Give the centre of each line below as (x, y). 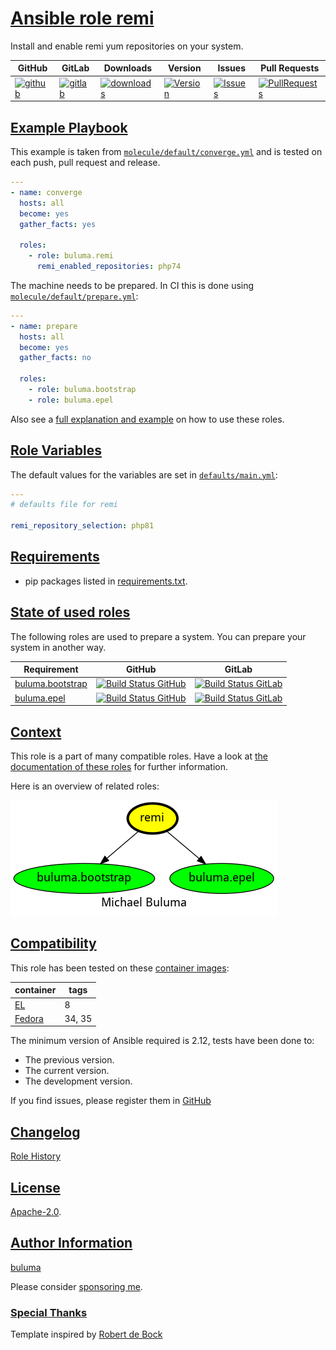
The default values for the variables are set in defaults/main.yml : (144, 474)
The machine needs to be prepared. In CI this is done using (132, 285)
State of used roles (70, 612)
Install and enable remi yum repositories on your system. (127, 46)
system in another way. (58, 647)
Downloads (128, 68)
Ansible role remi (82, 18)
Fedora (29, 1018)
